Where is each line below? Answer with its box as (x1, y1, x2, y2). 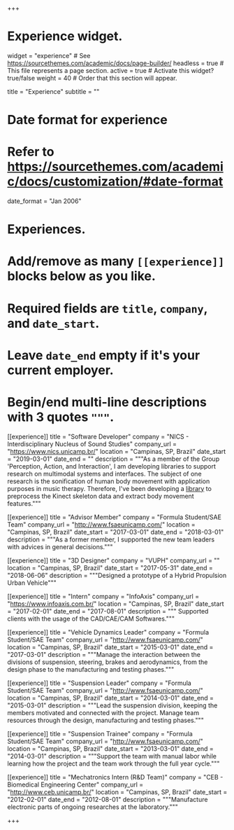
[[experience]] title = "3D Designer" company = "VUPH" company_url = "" (7, 556, 220, 565)
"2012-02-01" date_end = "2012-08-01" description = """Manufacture (7, 795, 208, 803)
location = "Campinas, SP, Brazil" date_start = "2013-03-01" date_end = (7, 744, 214, 753)
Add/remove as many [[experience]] (7, 254, 225, 270)
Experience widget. (7, 29, 123, 44)
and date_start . (7, 315, 100, 331)
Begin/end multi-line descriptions (7, 394, 207, 410)
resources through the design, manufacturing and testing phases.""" (7, 716, 204, 724)
